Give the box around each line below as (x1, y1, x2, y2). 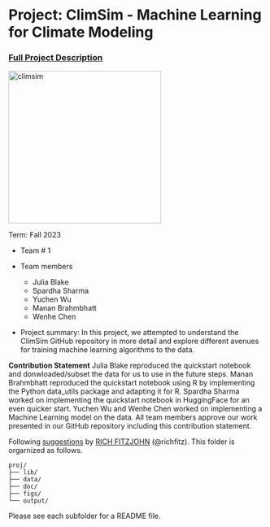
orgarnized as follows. (8, 446, 83, 455)
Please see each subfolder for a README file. (8, 511, 161, 521)
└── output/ (8, 497, 49, 505)
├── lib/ (8, 468, 38, 477)
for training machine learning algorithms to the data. (20, 345, 195, 355)
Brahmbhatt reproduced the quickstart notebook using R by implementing (8, 378, 255, 388)
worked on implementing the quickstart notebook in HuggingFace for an (8, 395, 250, 405)
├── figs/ (8, 490, 42, 498)
